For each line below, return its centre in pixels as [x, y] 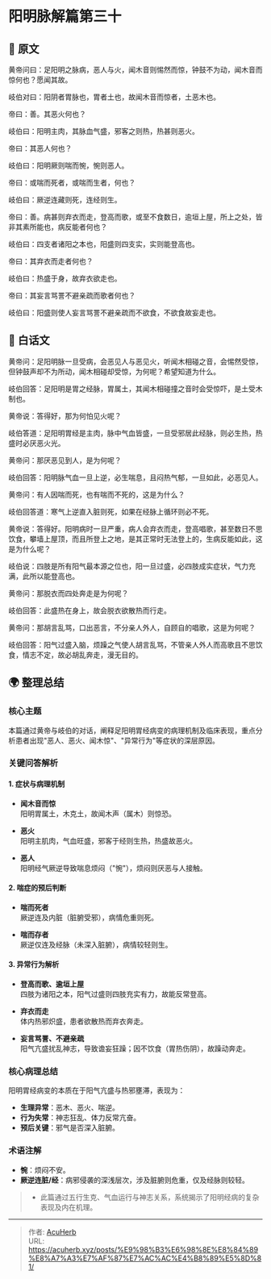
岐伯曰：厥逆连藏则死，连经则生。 [65, 200]
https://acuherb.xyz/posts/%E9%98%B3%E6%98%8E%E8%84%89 [143, 1249]
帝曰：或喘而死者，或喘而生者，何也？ [72, 183]
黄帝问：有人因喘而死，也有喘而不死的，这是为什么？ [97, 494]
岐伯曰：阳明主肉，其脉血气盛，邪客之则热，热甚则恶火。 [104, 131]
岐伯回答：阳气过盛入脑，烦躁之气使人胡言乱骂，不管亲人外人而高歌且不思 [132, 644]
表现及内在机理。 [69, 1207]
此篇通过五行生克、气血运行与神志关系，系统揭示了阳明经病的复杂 [150, 1197]
